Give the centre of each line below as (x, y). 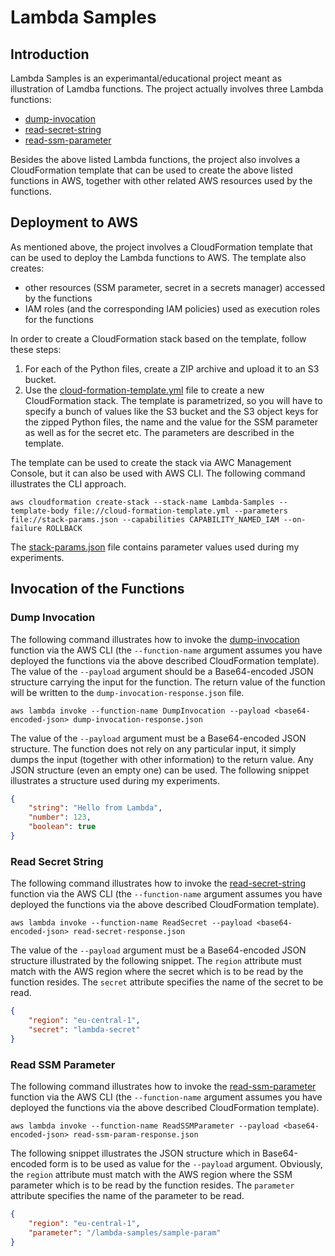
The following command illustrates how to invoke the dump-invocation (155, 639)
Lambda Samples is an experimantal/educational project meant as (146, 78)
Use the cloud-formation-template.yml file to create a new (144, 390)
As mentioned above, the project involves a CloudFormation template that (161, 247)
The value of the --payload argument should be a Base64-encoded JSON (162, 671)
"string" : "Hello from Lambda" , (95, 808)
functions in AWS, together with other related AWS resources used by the (161, 180)
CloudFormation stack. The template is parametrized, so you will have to (173, 400)
